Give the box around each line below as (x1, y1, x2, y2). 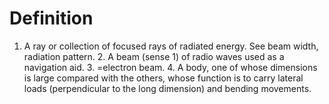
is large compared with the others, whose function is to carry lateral (23, 72, 304, 84)
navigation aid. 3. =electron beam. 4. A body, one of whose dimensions (23, 61, 318, 73)
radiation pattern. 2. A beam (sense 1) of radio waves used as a (23, 50, 285, 62)
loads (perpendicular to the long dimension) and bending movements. (23, 82, 312, 94)
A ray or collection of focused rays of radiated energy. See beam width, (23, 40, 319, 52)
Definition (9, 7, 94, 30)
